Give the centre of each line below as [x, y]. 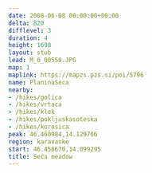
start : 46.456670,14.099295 [55, 149]
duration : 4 [28, 38]
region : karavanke [39, 142]
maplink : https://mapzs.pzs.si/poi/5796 [76, 75]
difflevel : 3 [30, 30]
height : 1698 [30, 45]
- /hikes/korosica [39, 127]
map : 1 [19, 68]
